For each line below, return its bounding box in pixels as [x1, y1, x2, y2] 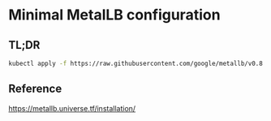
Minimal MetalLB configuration [8, 6, 221, 24]
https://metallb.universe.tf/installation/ [8, 103, 136, 113]
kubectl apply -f [8, 59, 67, 67]
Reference [8, 82, 62, 96]
